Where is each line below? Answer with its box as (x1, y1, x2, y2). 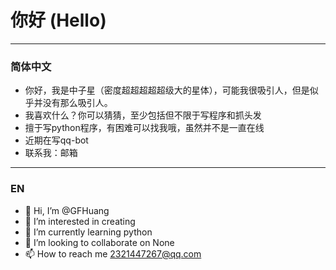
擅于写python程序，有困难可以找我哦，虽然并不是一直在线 (24, 122, 265, 134)
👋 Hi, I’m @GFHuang (24, 204, 110, 216)
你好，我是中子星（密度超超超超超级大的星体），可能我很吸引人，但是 (24, 84, 310, 96)
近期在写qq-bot (24, 134, 89, 146)
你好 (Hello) (10, 9, 107, 32)
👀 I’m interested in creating (24, 215, 136, 227)
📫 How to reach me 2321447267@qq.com (24, 247, 202, 260)
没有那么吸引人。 (42, 97, 113, 109)
